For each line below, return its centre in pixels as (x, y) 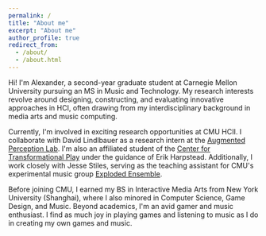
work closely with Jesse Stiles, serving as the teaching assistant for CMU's (131, 165)
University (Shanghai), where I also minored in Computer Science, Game (127, 197)
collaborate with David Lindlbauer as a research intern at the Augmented (127, 140)
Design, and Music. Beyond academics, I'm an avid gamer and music (121, 206)
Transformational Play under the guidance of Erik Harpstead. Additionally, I (130, 157)
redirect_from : (33, 45)
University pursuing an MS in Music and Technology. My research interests (131, 91)
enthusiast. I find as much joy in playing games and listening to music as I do (133, 215)
